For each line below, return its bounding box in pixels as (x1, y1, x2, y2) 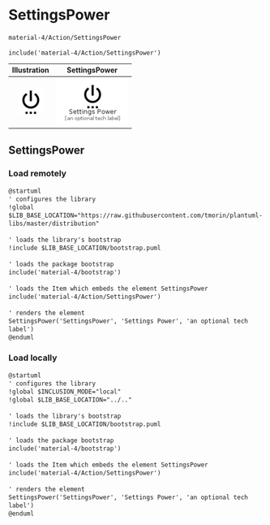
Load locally (8, 352, 58, 363)
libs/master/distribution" (8, 219, 100, 228)
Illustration (11, 65, 50, 75)
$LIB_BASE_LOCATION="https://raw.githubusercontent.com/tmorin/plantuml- (8, 211, 264, 219)
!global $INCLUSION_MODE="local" (8, 388, 122, 396)
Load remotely (8, 167, 67, 179)
